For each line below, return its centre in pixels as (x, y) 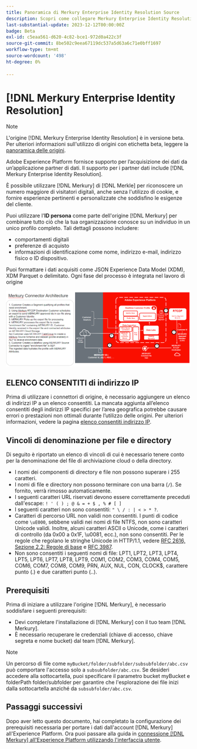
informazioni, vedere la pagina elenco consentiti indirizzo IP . (79, 422)
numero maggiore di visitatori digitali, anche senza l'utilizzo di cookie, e (92, 192)
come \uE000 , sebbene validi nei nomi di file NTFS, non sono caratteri (98, 522)
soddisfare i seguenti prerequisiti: (46, 611)
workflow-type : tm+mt (33, 50)
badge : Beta (21, 31)
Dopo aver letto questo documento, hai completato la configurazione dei (94, 721)
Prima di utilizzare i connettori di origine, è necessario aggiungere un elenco (98, 397)
